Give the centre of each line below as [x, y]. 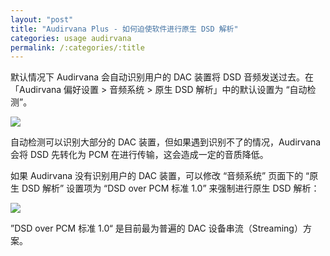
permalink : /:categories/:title [77, 47]
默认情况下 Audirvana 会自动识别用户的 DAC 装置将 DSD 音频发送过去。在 [162, 77]
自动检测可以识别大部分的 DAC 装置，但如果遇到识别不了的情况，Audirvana [166, 142]
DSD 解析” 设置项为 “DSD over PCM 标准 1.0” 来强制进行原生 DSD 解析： [170, 188]
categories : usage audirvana [71, 38]
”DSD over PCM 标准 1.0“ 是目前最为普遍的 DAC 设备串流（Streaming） [156, 228]
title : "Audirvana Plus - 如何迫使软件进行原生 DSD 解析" [124, 29]
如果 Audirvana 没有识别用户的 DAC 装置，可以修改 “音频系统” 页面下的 [157, 176]
